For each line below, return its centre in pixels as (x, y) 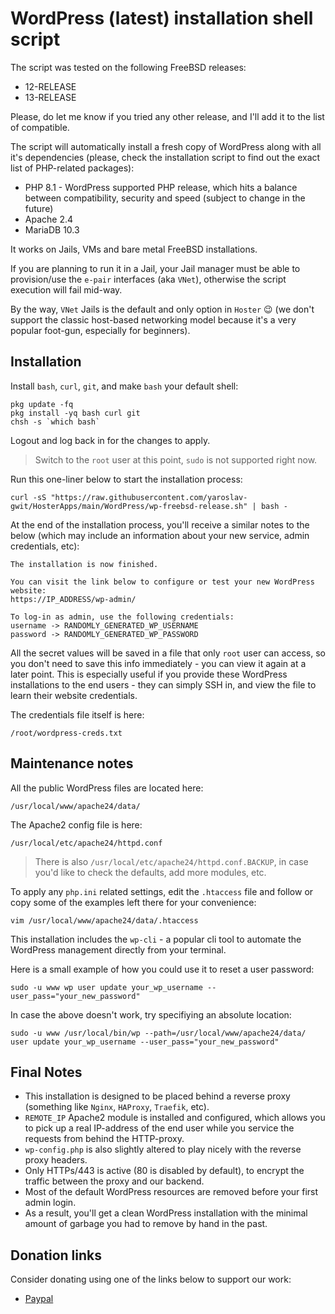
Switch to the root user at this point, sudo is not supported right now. (176, 459)
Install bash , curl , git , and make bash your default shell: (124, 386)
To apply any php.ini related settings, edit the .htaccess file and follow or (162, 891)
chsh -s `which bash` (55, 422)
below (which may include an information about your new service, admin (160, 535)
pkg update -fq (42, 404)
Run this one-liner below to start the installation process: (126, 479)
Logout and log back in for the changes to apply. (110, 440)
